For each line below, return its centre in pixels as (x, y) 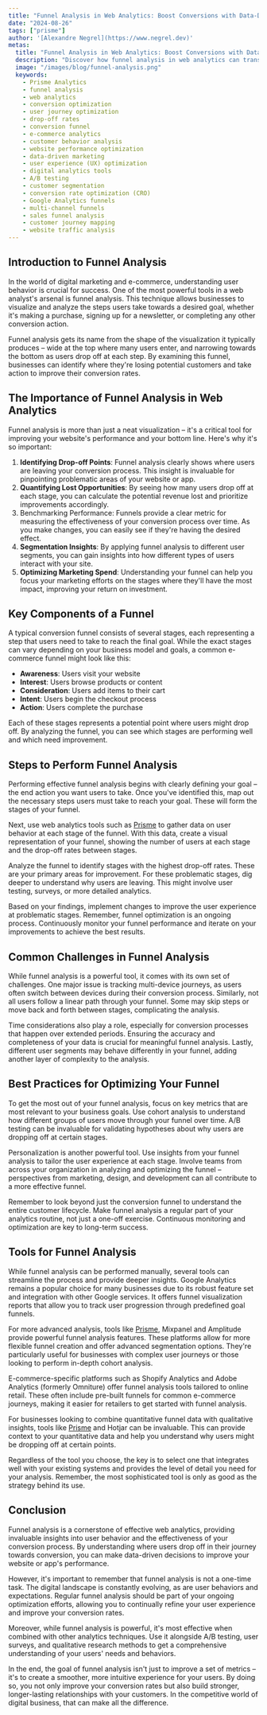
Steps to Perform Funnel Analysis (93, 765)
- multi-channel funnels (64, 208)
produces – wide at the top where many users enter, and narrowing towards (132, 348)
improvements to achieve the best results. (77, 932)
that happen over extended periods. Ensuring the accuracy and (112, 1034)
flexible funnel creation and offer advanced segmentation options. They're (130, 1346)
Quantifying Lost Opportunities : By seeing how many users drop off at (137, 487)
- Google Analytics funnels (69, 201)
